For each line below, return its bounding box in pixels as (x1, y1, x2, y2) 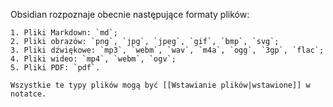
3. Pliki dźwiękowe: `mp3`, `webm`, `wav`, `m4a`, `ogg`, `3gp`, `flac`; (10, 45, 325, 55)
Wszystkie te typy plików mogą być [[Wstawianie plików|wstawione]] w (10, 80, 311, 90)
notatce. (10, 89, 47, 99)
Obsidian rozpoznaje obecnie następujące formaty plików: (10, 9, 250, 20)
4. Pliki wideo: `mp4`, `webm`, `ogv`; (10, 54, 177, 64)
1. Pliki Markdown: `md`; (10, 28, 118, 38)
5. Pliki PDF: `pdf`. (10, 63, 101, 73)
